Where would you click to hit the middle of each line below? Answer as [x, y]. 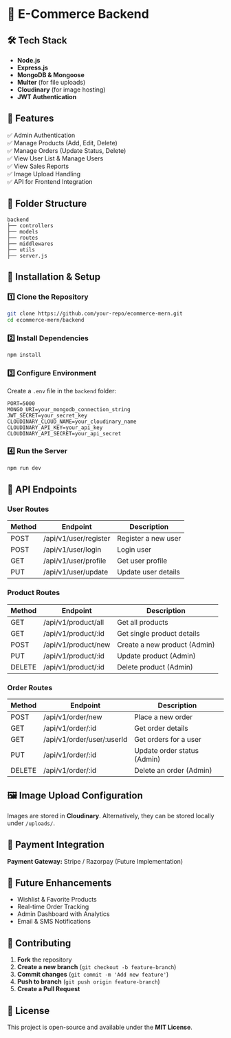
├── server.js [27, 256]
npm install [24, 355]
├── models [23, 231]
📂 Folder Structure [47, 204]
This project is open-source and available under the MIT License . [100, 1027]
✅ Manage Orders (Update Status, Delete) [67, 150]
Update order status [166, 750]
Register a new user [149, 539]
